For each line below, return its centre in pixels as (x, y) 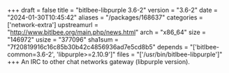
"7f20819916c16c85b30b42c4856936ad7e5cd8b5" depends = (98, 47)
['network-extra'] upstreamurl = (53, 25)
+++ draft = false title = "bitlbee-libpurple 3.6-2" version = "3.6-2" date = (113, 10)
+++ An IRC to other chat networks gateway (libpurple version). (99, 62)
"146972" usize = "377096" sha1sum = (63, 40)
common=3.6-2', (31, 54)
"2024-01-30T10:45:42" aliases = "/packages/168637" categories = (105, 17)
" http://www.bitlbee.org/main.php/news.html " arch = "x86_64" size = (107, 32)
